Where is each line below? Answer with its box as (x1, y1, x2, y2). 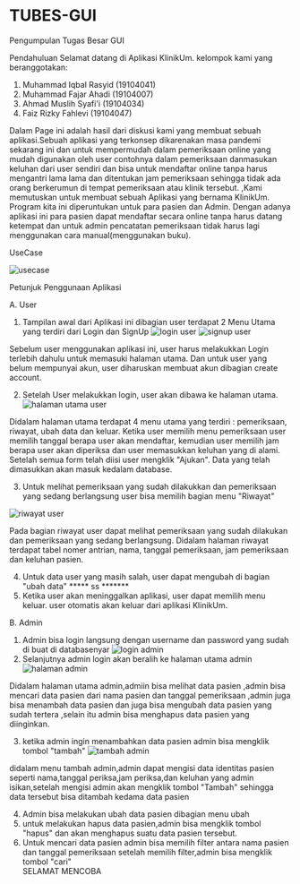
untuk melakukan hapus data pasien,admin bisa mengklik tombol (21, 818, 261, 828)
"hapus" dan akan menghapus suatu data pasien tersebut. (21, 828, 237, 838)
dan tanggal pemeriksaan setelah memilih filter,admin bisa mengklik (21, 846, 273, 857)
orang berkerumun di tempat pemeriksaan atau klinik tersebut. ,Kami (9, 182, 262, 193)
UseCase (9, 247, 43, 258)
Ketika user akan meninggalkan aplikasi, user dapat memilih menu (21, 590, 266, 601)
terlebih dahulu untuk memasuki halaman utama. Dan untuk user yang (9, 353, 268, 364)
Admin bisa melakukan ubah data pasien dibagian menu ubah (21, 808, 250, 820)
